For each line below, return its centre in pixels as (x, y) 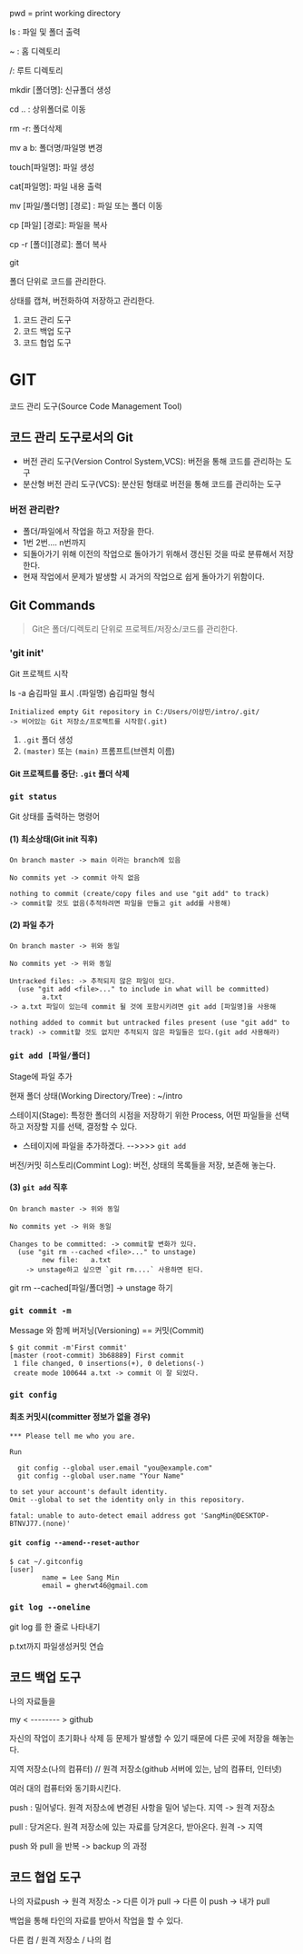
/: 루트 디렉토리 (36, 70)
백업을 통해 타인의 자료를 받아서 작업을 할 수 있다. (97, 1920)
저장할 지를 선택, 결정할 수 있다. (82, 1126)
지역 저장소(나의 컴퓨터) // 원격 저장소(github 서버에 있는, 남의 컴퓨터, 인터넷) (146, 1769)
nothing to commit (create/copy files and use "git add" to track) (140, 894)
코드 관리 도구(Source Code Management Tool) (96, 406)
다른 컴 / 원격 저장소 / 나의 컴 (60, 1939)
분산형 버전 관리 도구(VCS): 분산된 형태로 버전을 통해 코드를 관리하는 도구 (152, 484)
